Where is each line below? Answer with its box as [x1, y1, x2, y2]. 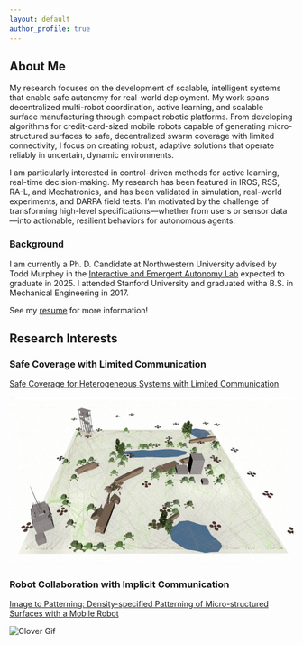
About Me [9, 59, 66, 74]
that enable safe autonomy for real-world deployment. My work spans [9, 92, 270, 103]
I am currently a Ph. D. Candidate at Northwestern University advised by [9, 258, 277, 269]
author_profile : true [9, 23, 91, 33]
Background [9, 238, 65, 250]
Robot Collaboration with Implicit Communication [9, 578, 230, 591]
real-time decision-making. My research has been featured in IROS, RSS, [9, 177, 280, 188]
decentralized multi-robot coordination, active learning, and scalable [9, 102, 264, 113]
